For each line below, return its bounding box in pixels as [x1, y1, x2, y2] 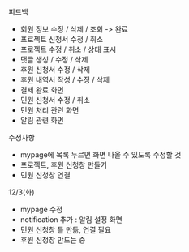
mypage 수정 [19, 205, 63, 214]
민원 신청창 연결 [19, 170, 71, 180]
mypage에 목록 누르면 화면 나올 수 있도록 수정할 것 [19, 150, 182, 160]
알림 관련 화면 [19, 116, 64, 125]
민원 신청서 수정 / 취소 [19, 96, 91, 105]
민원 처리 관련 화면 [19, 105, 79, 115]
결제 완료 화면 [19, 85, 64, 95]
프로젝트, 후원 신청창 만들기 [19, 160, 108, 169]
